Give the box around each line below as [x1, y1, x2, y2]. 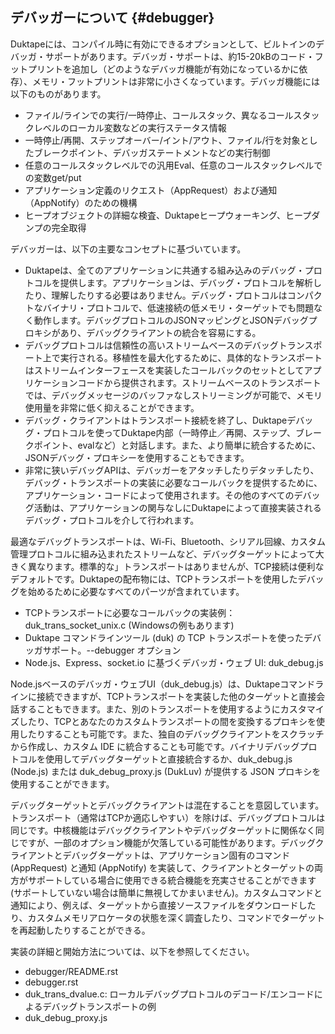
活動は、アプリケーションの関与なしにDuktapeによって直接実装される [33, 501, 322, 513]
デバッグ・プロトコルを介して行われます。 [24, 514, 200, 526]
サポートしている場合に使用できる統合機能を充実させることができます [27, 874, 317, 886]
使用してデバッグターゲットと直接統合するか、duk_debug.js [44, 753, 293, 765]
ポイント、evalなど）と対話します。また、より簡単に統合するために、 [33, 439, 322, 451]
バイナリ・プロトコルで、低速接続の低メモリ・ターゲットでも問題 [42, 301, 314, 313]
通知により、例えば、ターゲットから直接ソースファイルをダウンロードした [10, 899, 317, 911]
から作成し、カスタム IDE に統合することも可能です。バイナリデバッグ [10, 740, 300, 752]
